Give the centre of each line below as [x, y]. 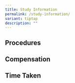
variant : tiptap [21, 18]
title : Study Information [31, 9]
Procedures [23, 42]
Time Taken [23, 76]
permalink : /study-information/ [37, 14]
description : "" [21, 23]
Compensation [28, 59]
